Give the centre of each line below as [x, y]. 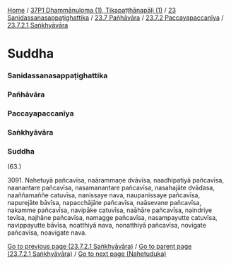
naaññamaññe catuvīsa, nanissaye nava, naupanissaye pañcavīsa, [103, 195]
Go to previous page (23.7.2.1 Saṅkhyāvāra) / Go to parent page [100, 247]
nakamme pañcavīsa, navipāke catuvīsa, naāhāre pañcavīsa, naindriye [110, 210]
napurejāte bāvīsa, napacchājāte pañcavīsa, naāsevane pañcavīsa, [105, 203]
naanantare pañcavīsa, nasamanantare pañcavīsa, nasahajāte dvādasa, [111, 188]
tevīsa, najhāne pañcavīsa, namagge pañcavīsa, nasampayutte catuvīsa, [112, 218]
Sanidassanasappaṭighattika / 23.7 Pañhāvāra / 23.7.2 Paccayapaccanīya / [115, 18]
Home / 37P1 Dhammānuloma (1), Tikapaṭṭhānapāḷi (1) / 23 [92, 10]
